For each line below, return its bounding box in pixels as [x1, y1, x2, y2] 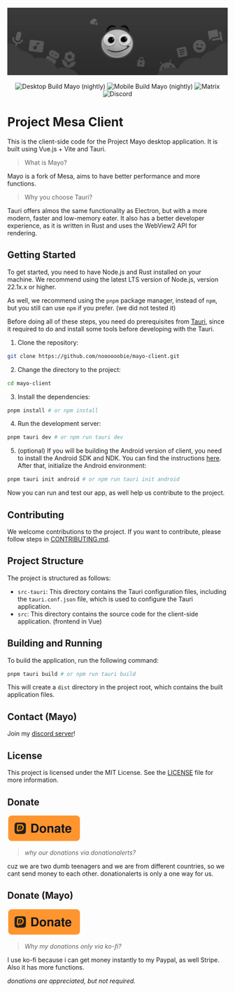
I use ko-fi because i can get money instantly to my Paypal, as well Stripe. [7, 956, 220, 964]
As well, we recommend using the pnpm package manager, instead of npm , [7, 296, 218, 305]
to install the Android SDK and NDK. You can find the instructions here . [17, 454, 222, 462]
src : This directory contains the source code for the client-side [17, 609, 199, 618]
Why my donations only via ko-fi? [24, 942, 122, 950]
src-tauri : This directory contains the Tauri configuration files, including [17, 587, 227, 595]
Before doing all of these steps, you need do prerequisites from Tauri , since [7, 317, 225, 326]
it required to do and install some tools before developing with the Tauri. [7, 324, 215, 333]
